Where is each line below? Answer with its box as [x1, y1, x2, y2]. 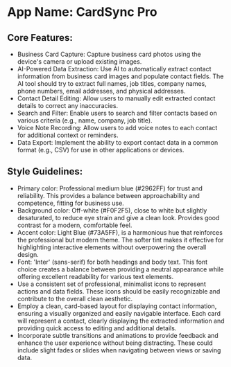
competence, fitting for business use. [17, 199, 125, 207]
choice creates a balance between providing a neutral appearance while [17, 265, 224, 274]
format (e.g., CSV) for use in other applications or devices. [17, 146, 185, 154]
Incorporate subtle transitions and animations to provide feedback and [17, 331, 219, 339]
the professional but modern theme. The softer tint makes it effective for [17, 235, 224, 244]
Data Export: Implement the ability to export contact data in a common [17, 138, 219, 146]
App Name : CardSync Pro [7, 4, 157, 20]
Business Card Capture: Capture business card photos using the [17, 50, 201, 58]
